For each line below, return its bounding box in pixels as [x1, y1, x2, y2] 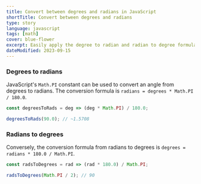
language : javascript [6, 25, 60, 32]
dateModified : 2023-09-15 [6, 48, 71, 54]
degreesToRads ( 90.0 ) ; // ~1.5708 [6, 116, 90, 122]
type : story [6, 20, 36, 26]
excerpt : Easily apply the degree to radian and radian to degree [6, 42, 175, 48]
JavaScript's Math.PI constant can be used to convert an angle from [6, 81, 175, 88]
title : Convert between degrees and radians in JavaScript [6, 8, 157, 15]
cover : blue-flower [6, 36, 55, 42]
